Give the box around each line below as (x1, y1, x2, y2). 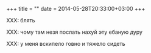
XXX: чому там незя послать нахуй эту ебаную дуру (6, 28, 143, 36)
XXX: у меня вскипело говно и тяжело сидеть (6, 40, 126, 47)
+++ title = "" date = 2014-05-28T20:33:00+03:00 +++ (6, 5, 146, 12)
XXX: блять (6, 17, 35, 23)
